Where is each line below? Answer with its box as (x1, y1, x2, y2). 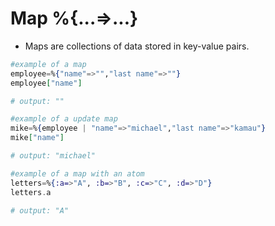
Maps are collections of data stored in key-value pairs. (24, 40, 250, 52)
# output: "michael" (10, 151, 97, 161)
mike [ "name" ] (10, 133, 65, 143)
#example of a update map (10, 114, 118, 124)
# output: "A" (10, 205, 70, 216)
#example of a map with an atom (10, 168, 145, 179)
